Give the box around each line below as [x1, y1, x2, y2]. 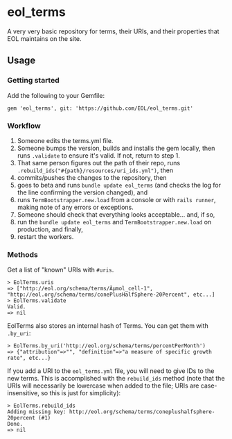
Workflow [7, 121, 42, 131]
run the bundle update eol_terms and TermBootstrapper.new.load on [17, 217, 212, 226]
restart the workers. [17, 232, 74, 240]
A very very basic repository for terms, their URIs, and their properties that [7, 27, 220, 35]
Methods [7, 249, 38, 259]
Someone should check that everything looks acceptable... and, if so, [17, 210, 215, 219]
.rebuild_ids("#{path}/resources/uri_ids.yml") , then [17, 166, 174, 174]
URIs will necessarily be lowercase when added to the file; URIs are [7, 381, 199, 390]
